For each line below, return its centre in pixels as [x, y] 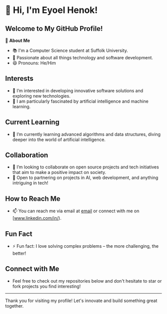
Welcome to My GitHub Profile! [54, 29]
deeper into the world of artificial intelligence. [59, 140]
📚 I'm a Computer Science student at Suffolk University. [70, 50]
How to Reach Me [33, 199]
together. [14, 306]
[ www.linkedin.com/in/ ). [37, 218]
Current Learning [32, 122]
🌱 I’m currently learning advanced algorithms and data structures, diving [86, 134]
